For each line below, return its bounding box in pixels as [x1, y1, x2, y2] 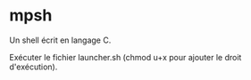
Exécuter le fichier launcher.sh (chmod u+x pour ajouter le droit [9, 52, 242, 62]
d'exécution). [9, 61, 58, 72]
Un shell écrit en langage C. [9, 35, 112, 45]
